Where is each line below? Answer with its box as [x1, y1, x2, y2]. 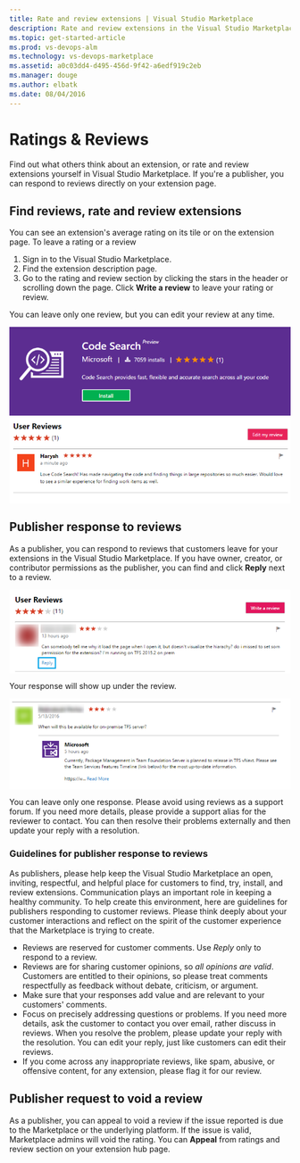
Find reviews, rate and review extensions [9, 204, 243, 219]
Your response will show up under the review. [9, 680, 177, 691]
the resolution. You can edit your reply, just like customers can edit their [21, 1036, 287, 1048]
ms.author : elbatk [9, 80, 78, 89]
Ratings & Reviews [9, 129, 149, 149]
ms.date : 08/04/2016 [9, 89, 87, 98]
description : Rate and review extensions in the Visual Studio [9, 23, 250, 33]
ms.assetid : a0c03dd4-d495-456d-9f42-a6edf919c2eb [9, 62, 202, 71]
